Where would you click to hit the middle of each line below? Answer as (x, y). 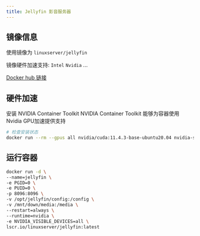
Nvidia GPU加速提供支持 (36, 121)
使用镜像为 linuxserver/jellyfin (47, 52)
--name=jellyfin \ (29, 177)
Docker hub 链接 (26, 78)
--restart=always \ (30, 210)
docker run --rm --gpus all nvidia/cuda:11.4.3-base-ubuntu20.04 (89, 138)
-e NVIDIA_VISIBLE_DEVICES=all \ (48, 221)
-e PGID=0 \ (21, 183)
